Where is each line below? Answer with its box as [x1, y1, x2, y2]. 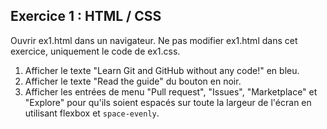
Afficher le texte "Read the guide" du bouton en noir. [24, 75, 242, 87]
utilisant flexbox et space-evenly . [24, 107, 160, 119]
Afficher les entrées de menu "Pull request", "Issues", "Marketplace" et [24, 85, 318, 98]
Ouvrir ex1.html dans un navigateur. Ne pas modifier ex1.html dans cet [10, 34, 298, 46]
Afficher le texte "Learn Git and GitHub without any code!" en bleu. [24, 64, 300, 76]
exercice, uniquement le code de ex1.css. [10, 45, 181, 57]
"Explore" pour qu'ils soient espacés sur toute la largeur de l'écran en [24, 96, 312, 108]
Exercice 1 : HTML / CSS [10, 8, 162, 25]
